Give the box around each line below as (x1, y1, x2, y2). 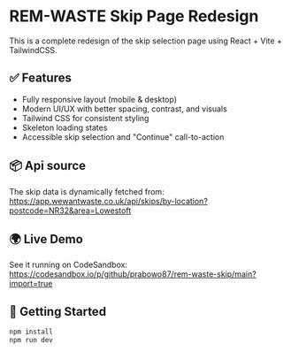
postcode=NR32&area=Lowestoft (9, 205, 132, 216)
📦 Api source (9, 158, 87, 173)
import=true (9, 279, 53, 289)
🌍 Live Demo (9, 232, 84, 247)
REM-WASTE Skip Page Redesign (9, 6, 259, 27)
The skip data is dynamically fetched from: (9, 186, 165, 196)
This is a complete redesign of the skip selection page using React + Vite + (9, 35, 283, 46)
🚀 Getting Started (9, 303, 107, 319)
